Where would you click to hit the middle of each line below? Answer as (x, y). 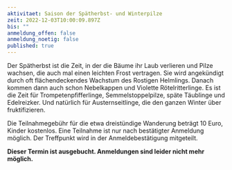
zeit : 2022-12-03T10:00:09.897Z (54, 20)
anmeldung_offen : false (42, 33)
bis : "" (18, 26)
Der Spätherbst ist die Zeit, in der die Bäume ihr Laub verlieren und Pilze (110, 66)
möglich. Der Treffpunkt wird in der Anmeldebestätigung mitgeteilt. (103, 138)
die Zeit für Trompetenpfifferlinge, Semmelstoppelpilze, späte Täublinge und (116, 95)
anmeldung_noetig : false (43, 40)
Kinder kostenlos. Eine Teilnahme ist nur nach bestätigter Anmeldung (106, 130)
